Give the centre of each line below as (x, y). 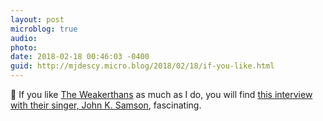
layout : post (37, 19)
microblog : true (44, 29)
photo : (24, 47)
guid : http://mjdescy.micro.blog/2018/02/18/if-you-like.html (142, 66)
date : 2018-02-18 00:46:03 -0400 (80, 57)
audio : (24, 38)
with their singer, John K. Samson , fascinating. (106, 105)
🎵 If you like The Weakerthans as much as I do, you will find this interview (161, 94)
